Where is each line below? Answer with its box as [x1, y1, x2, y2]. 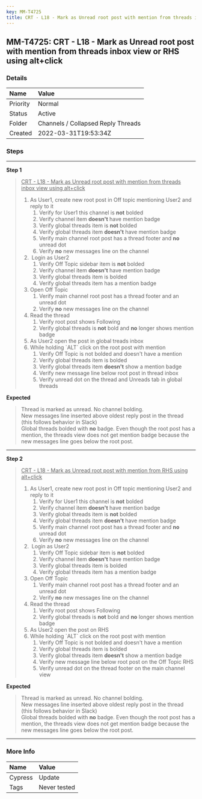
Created [9, 129, 32, 138]
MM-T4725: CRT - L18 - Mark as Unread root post [6, 37, 194, 47]
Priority [9, 100, 30, 108]
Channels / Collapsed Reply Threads [38, 119, 141, 127]
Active [38, 109, 56, 118]
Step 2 [6, 455, 23, 463]
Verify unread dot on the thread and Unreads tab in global [38, 376, 182, 383]
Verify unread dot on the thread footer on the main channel [38, 665, 185, 672]
